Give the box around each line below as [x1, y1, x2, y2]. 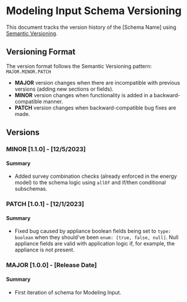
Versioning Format [6, 47, 76, 57]
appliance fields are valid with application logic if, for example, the [14, 240, 175, 247]
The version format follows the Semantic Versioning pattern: [6, 62, 152, 69]
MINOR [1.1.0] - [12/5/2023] [6, 145, 86, 154]
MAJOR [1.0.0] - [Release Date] [6, 261, 97, 269]
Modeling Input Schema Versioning [6, 4, 182, 18]
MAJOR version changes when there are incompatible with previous [14, 79, 181, 86]
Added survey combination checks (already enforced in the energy [14, 172, 178, 180]
